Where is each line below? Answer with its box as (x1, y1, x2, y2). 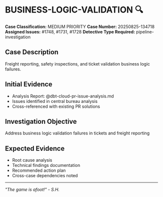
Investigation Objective (5, 117, 77, 126)
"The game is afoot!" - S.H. (5, 187, 60, 193)
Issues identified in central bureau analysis (12, 98, 98, 104)
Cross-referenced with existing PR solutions (12, 103, 100, 109)
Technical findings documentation (12, 163, 81, 168)
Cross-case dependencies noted (12, 173, 78, 179)
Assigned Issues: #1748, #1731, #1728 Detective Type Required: (5, 29, 135, 34)
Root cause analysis (12, 157, 52, 163)
